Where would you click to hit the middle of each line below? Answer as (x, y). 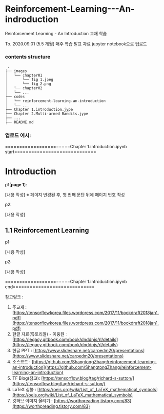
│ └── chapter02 (24, 88)
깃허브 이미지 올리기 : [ (34, 401)
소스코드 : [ (23, 362)
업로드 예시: (18, 136)
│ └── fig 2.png (28, 84)
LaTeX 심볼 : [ (25, 390)
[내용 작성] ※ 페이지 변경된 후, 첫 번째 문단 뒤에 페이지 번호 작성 (65, 195)
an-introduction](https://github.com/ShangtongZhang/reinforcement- (82, 367)
